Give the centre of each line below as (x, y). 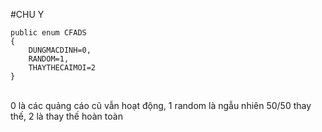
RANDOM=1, (49, 59)
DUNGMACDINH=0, (60, 50)
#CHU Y (27, 14)
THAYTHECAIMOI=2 (62, 68)
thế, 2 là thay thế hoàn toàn (66, 116)
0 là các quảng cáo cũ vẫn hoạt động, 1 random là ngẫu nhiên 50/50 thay (161, 105)
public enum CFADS (48, 33)
